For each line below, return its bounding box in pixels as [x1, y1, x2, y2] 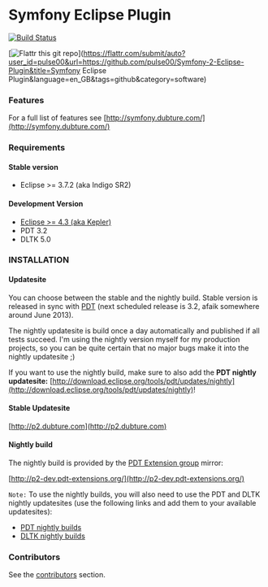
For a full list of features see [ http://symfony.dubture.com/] [8, 113, 205, 123]
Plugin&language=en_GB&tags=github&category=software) [8, 74, 207, 84]
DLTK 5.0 [19, 234, 51, 244]
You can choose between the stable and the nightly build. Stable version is [8, 293, 258, 302]
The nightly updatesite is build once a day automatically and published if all [8, 325, 260, 335]
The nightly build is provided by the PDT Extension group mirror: [8, 458, 223, 468]
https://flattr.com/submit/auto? [83, 48, 186, 58]
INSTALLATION [8, 254, 70, 266]
